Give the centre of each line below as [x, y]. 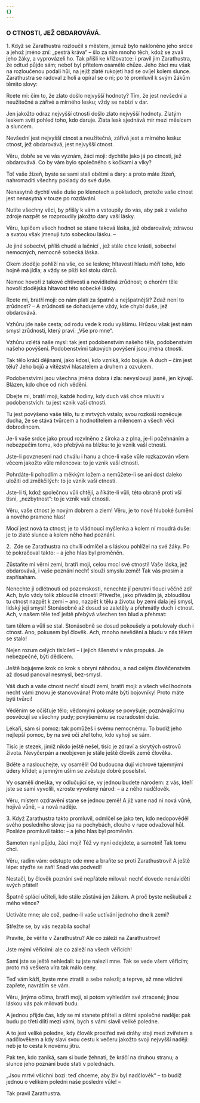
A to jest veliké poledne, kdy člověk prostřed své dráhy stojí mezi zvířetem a [99, 1033]
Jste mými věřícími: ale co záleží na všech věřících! [69, 949]
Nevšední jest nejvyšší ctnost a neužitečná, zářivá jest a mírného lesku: [94, 138]
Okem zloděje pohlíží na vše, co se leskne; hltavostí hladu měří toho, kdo [96, 264]
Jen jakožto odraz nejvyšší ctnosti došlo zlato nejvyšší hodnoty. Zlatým [94, 113]
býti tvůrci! [19, 698]
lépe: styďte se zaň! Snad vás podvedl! [54, 867]
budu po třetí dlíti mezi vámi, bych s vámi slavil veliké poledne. [83, 1021]
